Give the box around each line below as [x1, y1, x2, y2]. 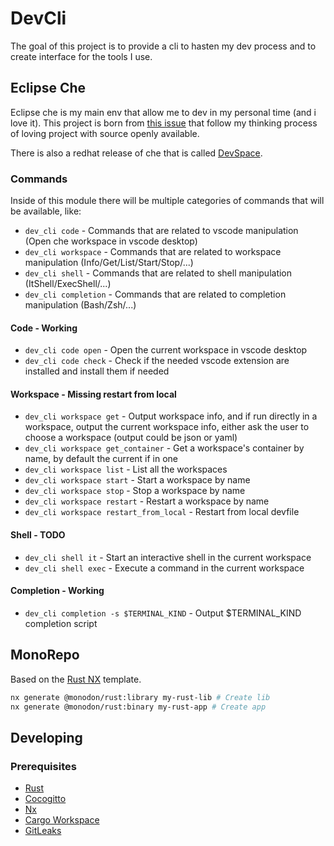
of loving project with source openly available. [10, 127, 200, 139]
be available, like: [10, 205, 82, 217]
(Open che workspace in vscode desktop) [24, 235, 198, 247]
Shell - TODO [10, 529, 66, 541]
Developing [10, 729, 83, 746]
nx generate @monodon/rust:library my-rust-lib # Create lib [10, 692, 271, 702]
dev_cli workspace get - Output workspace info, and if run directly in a [24, 410, 318, 422]
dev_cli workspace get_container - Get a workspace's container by [24, 442, 305, 454]
